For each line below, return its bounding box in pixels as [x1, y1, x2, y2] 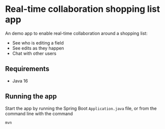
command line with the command [5, 110, 73, 117]
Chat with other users [12, 50, 57, 56]
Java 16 [12, 78, 28, 84]
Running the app [5, 92, 57, 101]
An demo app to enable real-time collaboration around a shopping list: [5, 30, 148, 36]
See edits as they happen [12, 45, 64, 51]
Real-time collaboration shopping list [5, 3, 160, 15]
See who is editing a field [12, 40, 64, 45]
